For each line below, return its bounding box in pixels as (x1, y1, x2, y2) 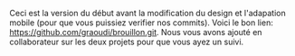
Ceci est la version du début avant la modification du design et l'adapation (9, 8, 287, 18)
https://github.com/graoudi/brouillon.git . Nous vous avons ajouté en (9, 27, 262, 37)
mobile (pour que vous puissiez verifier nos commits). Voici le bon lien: (9, 17, 273, 28)
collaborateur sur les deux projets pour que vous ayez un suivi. (9, 36, 244, 47)
